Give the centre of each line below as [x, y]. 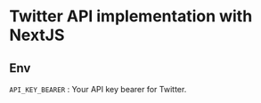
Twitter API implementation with [131, 16]
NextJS [37, 35]
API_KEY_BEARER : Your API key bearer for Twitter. [98, 89]
